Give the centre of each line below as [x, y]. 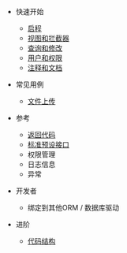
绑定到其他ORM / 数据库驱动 [73, 208]
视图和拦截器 [48, 38]
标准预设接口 [48, 145]
